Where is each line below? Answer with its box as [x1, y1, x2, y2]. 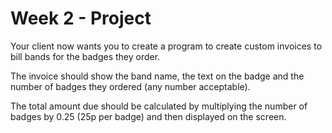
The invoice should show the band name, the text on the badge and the [10, 70, 305, 82]
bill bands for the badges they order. [10, 50, 161, 62]
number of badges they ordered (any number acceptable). [10, 80, 251, 92]
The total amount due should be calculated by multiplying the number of [10, 100, 308, 112]
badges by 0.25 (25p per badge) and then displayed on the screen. [10, 110, 287, 122]
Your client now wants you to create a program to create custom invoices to [10, 40, 323, 52]
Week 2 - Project [10, 7, 152, 30]
